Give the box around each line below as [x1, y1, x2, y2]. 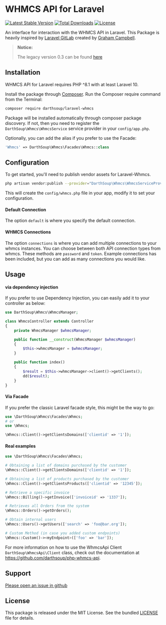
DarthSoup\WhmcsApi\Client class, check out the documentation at [5, 549, 140, 556]
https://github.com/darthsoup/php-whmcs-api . [5, 555, 101, 561]
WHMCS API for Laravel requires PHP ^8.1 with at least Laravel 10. [5, 81, 139, 87]
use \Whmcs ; [5, 423, 30, 428]
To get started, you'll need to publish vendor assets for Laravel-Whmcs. [5, 171, 151, 177]
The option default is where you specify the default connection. [5, 218, 136, 224]
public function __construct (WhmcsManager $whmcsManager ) [14, 337, 136, 342]
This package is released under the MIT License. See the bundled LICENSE [5, 610, 158, 616]
